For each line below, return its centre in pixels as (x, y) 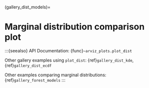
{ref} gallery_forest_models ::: (35, 80)
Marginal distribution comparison (75, 27)
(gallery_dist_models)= (28, 7)
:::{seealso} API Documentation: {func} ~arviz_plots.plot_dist (68, 50)
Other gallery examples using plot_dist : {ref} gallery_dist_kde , (69, 60)
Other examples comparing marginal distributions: (56, 75)
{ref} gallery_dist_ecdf (28, 65)
